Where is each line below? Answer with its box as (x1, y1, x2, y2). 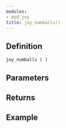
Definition (6, 41, 42, 51)
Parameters (6, 73, 49, 83)
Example (6, 113, 38, 123)
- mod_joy (6, 14, 30, 20)
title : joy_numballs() (6, 19, 61, 25)
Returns (6, 92, 36, 103)
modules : (6, 8, 27, 15)
